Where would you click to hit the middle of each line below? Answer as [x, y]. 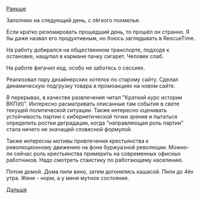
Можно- [179, 147]
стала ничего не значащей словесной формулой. [69, 129]
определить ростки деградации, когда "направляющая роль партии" [95, 123]
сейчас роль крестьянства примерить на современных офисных [97, 153]
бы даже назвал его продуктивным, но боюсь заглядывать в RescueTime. [101, 38]
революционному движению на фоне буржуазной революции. [87, 147]
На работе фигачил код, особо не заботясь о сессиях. [76, 68]
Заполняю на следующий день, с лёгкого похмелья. [73, 20]
